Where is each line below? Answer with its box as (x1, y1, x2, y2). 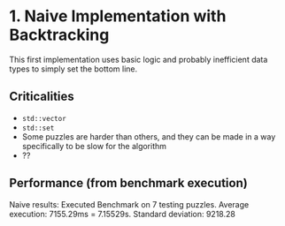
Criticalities (9, 89, 75, 104)
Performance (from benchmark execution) (9, 176, 248, 191)
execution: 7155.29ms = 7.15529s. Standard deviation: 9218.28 (9, 208, 236, 219)
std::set (21, 124, 55, 132)
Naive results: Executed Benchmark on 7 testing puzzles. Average (9, 199, 250, 209)
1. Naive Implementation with (9, 6, 227, 26)
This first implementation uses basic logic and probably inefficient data (9, 54, 268, 64)
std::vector (21, 114, 66, 123)
